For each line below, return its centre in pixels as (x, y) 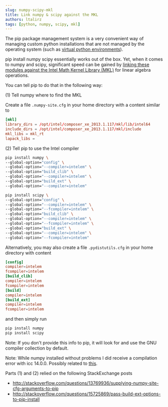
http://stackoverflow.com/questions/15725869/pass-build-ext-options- (87, 394)
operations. (17, 75)
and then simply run (26, 319)
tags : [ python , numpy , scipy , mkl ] (43, 24)
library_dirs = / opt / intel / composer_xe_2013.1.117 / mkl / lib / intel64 (78, 124)
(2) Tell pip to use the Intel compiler (42, 148)
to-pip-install (26, 399)
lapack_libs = (20, 138)
